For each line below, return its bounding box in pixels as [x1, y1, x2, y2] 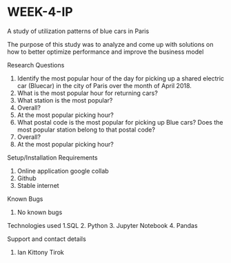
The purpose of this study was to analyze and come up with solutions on [7, 40, 214, 48]
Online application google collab [17, 167, 109, 175]
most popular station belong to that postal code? [17, 125, 155, 134]
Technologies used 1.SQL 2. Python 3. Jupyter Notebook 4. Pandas [7, 221, 198, 229]
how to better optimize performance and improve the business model [7, 48, 204, 56]
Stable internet [17, 181, 60, 189]
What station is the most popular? [17, 96, 113, 104]
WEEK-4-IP [7, 4, 74, 20]
